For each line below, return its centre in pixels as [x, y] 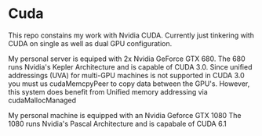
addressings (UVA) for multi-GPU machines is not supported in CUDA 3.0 [126, 75]
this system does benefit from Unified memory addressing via [108, 91]
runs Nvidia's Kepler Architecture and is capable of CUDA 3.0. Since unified [130, 66]
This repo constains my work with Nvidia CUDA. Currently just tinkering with [131, 35]
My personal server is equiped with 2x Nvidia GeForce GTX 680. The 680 [127, 59]
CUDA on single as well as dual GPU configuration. [90, 43]
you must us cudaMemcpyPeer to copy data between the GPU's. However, [129, 84]
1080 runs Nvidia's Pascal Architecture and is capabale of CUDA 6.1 [117, 123]
